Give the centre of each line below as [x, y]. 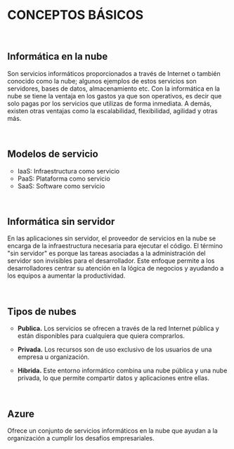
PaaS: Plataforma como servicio [64, 178]
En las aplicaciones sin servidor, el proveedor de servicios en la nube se [112, 238]
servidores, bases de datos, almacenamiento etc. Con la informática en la [113, 89]
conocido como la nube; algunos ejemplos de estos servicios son [102, 81]
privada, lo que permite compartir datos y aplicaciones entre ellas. [113, 378]
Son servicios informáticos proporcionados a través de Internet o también [114, 73]
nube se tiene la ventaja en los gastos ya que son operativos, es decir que [115, 96]
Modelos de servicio [53, 154]
